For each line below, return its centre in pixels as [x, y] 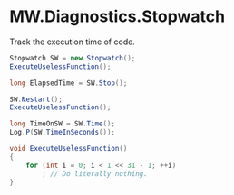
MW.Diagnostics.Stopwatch [117, 17]
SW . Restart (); [36, 99]
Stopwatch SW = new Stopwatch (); [73, 58]
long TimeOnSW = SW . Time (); [63, 124]
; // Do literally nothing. [95, 173]
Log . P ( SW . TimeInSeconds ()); [63, 133]
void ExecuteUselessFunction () [68, 149]
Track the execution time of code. [73, 42]
